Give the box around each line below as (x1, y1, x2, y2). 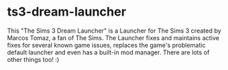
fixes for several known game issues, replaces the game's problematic (7, 41, 206, 49)
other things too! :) (7, 55, 60, 63)
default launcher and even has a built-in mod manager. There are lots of (7, 48, 210, 56)
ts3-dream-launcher (7, 4, 127, 20)
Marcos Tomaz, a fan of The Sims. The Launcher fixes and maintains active (7, 33, 220, 41)
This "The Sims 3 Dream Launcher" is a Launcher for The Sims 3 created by (7, 27, 221, 35)
